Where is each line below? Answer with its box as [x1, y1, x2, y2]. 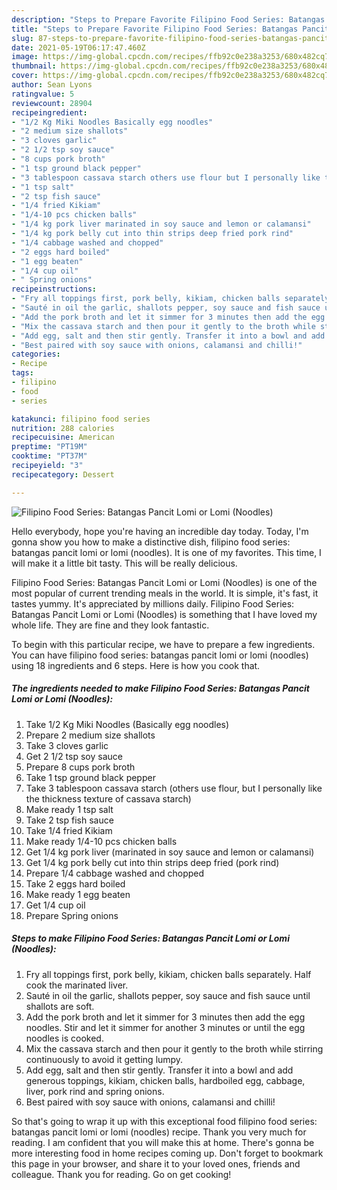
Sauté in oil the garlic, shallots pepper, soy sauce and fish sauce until [25, 989, 311, 1001]
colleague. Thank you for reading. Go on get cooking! [11, 1168, 232, 1180]
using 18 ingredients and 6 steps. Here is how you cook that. [11, 659, 261, 671]
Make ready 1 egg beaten [25, 888, 131, 900]
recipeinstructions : [11, 284, 98, 295]
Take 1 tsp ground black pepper [25, 771, 156, 783]
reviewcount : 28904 [11, 98, 93, 108]
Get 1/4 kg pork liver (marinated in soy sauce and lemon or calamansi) [25, 846, 315, 858]
